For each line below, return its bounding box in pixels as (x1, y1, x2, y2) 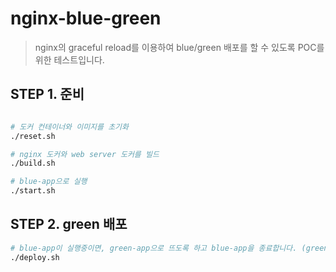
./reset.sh (10, 131, 56, 141)
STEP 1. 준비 (10, 86, 85, 103)
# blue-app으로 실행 (10, 177, 88, 187)
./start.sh (10, 186, 56, 196)
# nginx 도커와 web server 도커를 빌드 (10, 149, 160, 159)
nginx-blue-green (10, 7, 162, 30)
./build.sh (10, 158, 56, 169)
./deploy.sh (10, 252, 60, 262)
